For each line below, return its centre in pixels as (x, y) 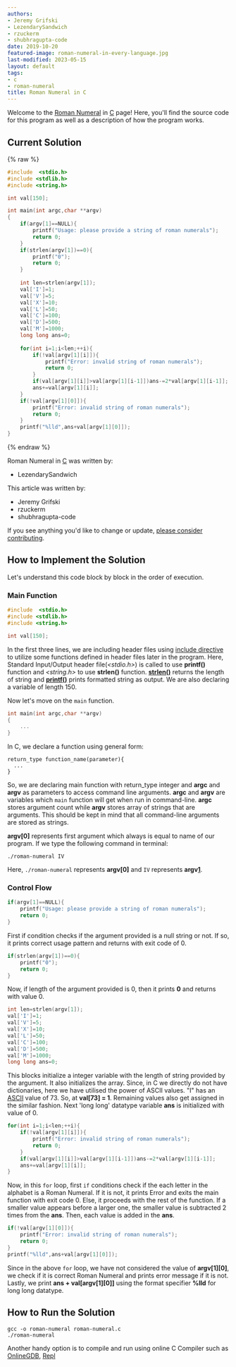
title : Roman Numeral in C (47, 92)
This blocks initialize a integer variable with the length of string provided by (116, 1076)
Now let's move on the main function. (61, 700)
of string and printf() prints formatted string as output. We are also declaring (118, 679)
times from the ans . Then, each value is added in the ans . (91, 1215)
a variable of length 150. (42, 687)
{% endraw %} (29, 447)
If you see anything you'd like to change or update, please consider (105, 530)
